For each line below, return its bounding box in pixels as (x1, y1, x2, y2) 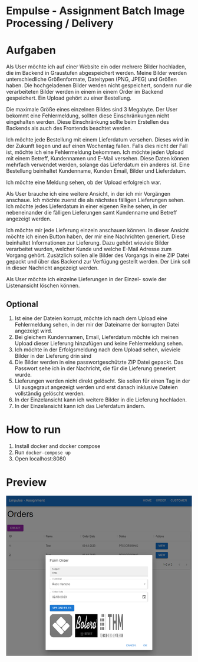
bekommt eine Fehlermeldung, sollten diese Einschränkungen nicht (6, 112, 170, 119)
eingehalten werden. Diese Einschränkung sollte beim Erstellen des (6, 118, 170, 126)
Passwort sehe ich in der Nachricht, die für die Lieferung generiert (14, 364, 176, 372)
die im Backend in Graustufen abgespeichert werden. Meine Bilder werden (6, 70, 187, 77)
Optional (6, 299, 38, 309)
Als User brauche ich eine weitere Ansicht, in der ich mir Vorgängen (6, 190, 171, 197)
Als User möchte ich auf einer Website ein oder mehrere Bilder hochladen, (6, 63, 187, 70)
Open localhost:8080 (14, 455, 67, 462)
